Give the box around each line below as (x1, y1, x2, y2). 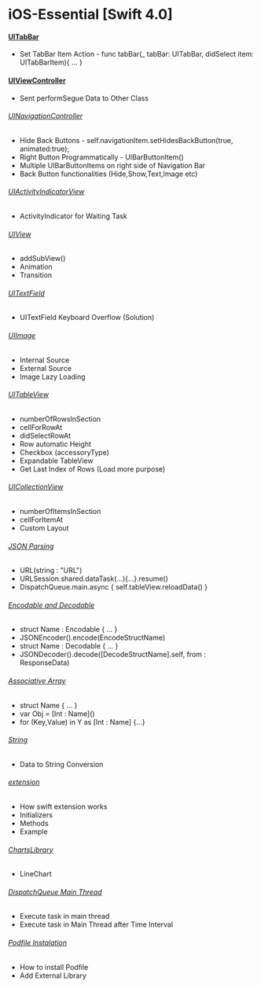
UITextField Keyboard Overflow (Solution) (19, 313, 155, 322)
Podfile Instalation (8, 938, 67, 948)
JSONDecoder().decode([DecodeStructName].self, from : (19, 650, 207, 659)
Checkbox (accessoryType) (19, 447, 110, 457)
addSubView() (19, 254, 66, 263)
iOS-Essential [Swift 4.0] (8, 6, 173, 24)
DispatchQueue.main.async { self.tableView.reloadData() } (19, 582, 208, 592)
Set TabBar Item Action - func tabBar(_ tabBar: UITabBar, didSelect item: (19, 50, 254, 59)
